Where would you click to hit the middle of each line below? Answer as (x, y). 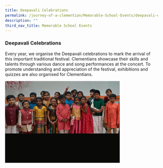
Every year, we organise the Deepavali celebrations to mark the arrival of (78, 54)
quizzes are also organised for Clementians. (49, 74)
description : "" (21, 20)
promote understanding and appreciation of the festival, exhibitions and (76, 69)
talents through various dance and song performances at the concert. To (78, 64)
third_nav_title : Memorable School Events (49, 26)
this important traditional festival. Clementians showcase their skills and (77, 59)
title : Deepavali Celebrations (37, 10)
